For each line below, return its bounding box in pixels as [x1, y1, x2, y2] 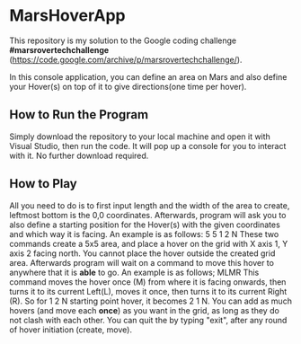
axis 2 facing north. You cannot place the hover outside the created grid [9, 248, 276, 259]
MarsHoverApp [9, 5, 126, 26]
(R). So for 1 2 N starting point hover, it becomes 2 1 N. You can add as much [9, 295, 292, 306]
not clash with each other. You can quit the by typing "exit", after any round [9, 314, 288, 325]
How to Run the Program [9, 107, 149, 122]
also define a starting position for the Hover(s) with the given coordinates [9, 219, 280, 230]
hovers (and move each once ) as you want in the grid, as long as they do [9, 304, 280, 315]
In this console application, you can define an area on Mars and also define [9, 71, 288, 82]
